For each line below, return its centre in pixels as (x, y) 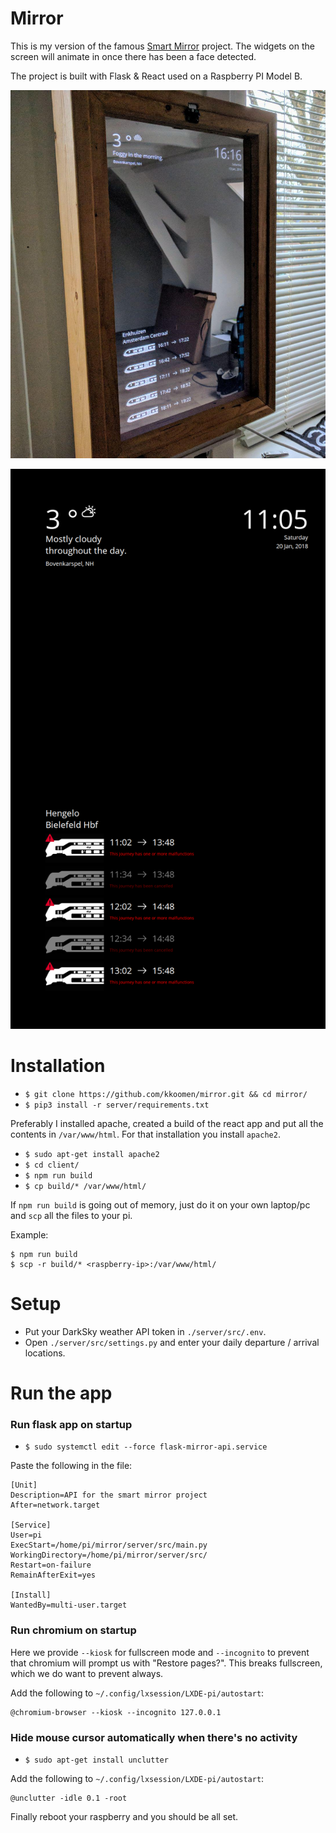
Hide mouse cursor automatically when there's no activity (154, 1737)
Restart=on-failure (51, 1565)
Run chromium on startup (73, 1630)
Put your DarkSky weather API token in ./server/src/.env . (145, 1331)
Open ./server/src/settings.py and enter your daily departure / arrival (172, 1342)
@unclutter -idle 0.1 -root (69, 1798)
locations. (45, 1353)
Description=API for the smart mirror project (109, 1495)
